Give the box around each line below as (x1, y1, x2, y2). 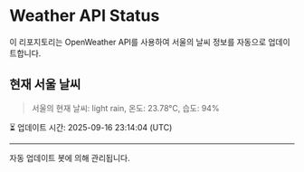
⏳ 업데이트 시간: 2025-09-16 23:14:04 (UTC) (9, 121, 173, 132)
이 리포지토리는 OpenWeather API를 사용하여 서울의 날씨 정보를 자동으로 (9, 36, 267, 47)
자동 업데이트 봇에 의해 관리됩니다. (9, 152, 130, 163)
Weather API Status (9, 5, 160, 26)
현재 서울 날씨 (9, 77, 81, 92)
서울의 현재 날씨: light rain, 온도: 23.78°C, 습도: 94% (31, 102, 220, 113)
